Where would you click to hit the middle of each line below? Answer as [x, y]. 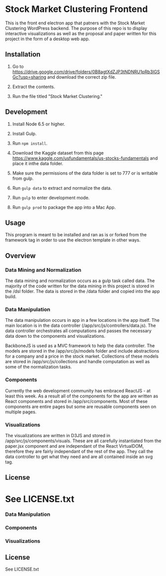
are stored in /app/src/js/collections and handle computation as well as [78, 362]
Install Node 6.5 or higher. [39, 124]
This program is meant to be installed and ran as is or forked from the [76, 235]
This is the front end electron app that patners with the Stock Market [75, 23]
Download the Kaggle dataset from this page [58, 153]
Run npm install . [30, 143]
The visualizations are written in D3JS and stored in [58, 435]
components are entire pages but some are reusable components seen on [81, 406]
